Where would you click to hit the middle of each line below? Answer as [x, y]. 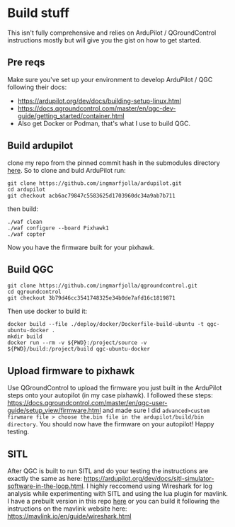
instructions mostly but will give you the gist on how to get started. [104, 40]
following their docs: [37, 87]
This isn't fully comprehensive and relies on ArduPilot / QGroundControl [112, 33]
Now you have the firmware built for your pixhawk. [81, 247]
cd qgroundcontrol [34, 292]
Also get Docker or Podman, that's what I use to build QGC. [104, 123]
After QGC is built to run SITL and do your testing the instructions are [108, 471]
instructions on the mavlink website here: [67, 509]
